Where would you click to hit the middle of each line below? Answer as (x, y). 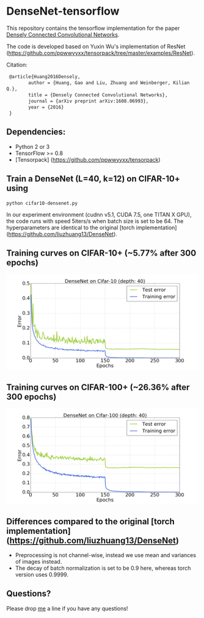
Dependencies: (36, 132)
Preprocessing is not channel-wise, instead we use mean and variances (106, 555)
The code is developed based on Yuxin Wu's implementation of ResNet (96, 46)
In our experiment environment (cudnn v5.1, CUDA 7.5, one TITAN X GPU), (99, 214)
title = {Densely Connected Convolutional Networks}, (98, 95)
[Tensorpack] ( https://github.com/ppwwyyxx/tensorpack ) (88, 159)
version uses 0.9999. (42, 574)
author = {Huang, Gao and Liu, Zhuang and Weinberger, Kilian (109, 83)
